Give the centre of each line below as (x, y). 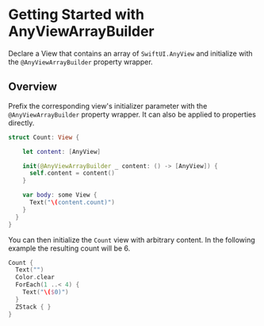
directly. (21, 123)
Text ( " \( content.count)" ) (72, 202)
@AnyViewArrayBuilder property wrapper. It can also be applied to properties (132, 114)
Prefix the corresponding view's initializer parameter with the (108, 105)
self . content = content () (72, 173)
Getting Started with (77, 15)
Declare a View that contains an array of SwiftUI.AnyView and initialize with (130, 53)
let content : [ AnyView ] (62, 151)
